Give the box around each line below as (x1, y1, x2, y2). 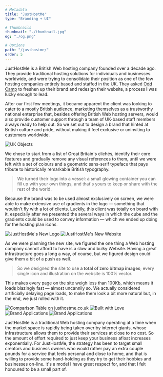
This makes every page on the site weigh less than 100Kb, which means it (5, 280, 154, 286)
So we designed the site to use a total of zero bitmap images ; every (17, 265, 155, 271)
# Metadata (5, 7, 27, 12)
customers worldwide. (5, 132, 50, 138)
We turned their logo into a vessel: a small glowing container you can (17, 176, 156, 181)
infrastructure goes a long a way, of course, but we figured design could (5, 251, 151, 257)
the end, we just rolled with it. (5, 296, 64, 301)
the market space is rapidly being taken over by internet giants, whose (5, 325, 146, 331)
